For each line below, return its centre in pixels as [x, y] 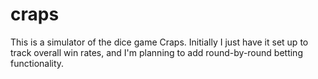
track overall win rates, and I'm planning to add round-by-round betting [156, 52]
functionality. [37, 63]
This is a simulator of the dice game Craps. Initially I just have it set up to [159, 42]
